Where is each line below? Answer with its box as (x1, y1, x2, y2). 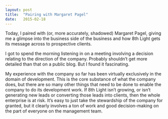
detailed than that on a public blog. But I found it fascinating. (5, 61, 129, 67)
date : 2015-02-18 (5, 16, 46, 21)
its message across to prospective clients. (5, 41, 92, 47)
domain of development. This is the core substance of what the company (5, 76, 156, 82)
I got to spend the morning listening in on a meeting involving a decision (5, 50, 153, 56)
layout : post (5, 7, 32, 12)
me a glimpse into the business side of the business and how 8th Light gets (5, 35, 160, 41)
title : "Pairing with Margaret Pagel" (5, 12, 88, 17)
